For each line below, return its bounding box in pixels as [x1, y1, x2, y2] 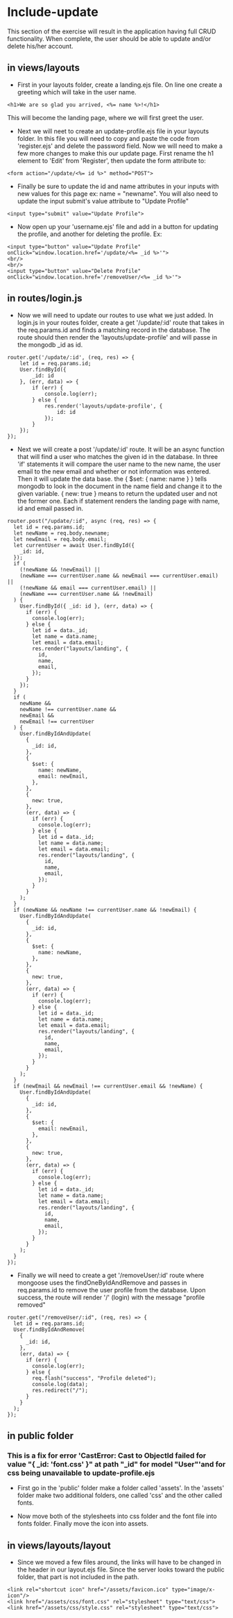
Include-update [7, 4, 98, 20]
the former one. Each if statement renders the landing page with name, [17, 497, 221, 505]
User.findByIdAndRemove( [13, 1326, 85, 1333]
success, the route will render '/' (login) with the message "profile [17, 1293, 205, 1301]
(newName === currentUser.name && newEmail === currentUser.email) [19, 572, 218, 579]
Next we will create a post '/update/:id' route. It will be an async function [17, 445, 225, 453]
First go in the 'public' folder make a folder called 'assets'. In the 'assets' [17, 1484, 225, 1492]
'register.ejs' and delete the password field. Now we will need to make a [17, 142, 223, 150]
